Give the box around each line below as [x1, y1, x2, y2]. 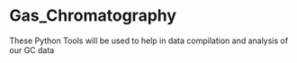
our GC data [9, 44, 55, 55]
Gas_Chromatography [9, 5, 177, 26]
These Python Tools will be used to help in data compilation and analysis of [9, 35, 289, 46]
